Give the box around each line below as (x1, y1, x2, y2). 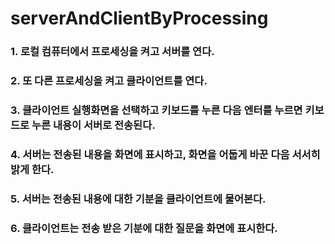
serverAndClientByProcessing (10, 7, 269, 30)
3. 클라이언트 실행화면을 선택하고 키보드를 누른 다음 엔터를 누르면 (10, 103, 303, 117)
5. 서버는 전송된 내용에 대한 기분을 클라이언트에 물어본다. (10, 192, 267, 206)
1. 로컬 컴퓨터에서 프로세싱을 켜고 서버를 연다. (10, 45, 215, 59)
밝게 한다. (10, 162, 55, 176)
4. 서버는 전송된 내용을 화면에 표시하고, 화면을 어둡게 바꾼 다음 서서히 (10, 147, 321, 161)
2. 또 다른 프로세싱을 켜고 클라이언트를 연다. (10, 74, 208, 88)
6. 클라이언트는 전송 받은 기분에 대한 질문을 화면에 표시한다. (10, 221, 278, 235)
